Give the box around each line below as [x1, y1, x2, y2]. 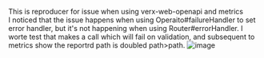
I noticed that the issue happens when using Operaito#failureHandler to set [8, 15, 256, 25]
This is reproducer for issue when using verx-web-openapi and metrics [8, 7, 244, 16]
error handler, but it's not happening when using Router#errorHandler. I [8, 24, 243, 33]
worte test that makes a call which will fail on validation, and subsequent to [8, 32, 255, 41]
